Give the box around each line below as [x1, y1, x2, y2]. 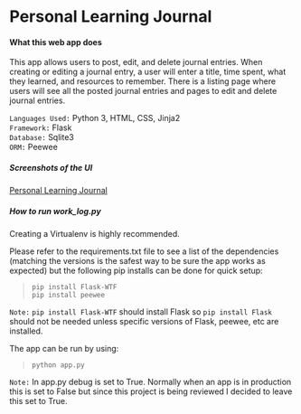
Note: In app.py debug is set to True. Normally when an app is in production [9, 377, 292, 388]
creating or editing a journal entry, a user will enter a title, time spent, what [9, 66, 287, 78]
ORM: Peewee [9, 142, 59, 153]
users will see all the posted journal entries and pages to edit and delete [9, 86, 277, 97]
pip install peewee [31, 291, 106, 300]
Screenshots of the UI [9, 162, 93, 173]
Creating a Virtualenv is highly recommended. [9, 229, 181, 240]
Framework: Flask [9, 122, 72, 133]
